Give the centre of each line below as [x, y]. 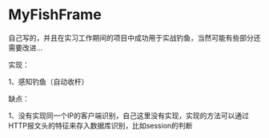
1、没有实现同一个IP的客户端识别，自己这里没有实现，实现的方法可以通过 [129, 115]
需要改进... [26, 47]
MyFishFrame [55, 15]
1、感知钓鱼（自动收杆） [48, 81]
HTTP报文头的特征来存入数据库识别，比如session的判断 [100, 125]
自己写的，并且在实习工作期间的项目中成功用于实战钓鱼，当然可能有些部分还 [134, 37]
